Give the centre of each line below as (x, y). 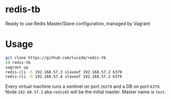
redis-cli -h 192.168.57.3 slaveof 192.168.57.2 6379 (64, 72)
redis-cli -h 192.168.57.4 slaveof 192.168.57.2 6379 (64, 77)
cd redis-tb (18, 62)
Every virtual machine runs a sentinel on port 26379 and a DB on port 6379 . (83, 86)
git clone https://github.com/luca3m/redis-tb (56, 58)
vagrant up (17, 67)
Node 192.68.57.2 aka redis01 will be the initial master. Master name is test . (86, 92)
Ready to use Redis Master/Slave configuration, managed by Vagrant (78, 23)
